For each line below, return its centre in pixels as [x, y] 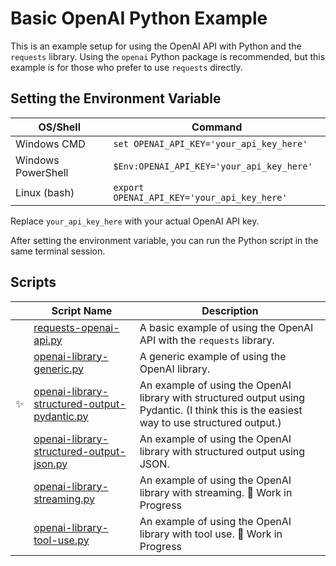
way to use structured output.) [210, 422]
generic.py [59, 369]
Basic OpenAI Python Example [139, 18]
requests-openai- [76, 327]
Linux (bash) [45, 192]
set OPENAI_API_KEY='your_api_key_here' [210, 143]
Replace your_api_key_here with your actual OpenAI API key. [135, 221]
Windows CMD [50, 144]
